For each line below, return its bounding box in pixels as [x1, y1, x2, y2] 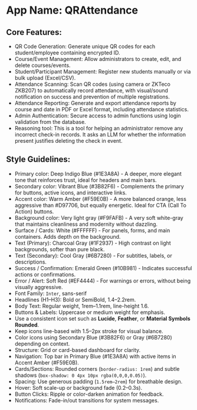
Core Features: [6, 27, 62, 37]
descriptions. [14, 258, 47, 265]
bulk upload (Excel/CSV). [14, 75, 76, 81]
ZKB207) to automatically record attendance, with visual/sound [14, 87, 168, 94]
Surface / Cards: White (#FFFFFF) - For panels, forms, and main [14, 226, 170, 234]
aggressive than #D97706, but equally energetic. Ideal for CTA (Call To [14, 201, 187, 209]
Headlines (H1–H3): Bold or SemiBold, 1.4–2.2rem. [14, 296, 136, 303]
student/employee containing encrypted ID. [14, 49, 120, 56]
